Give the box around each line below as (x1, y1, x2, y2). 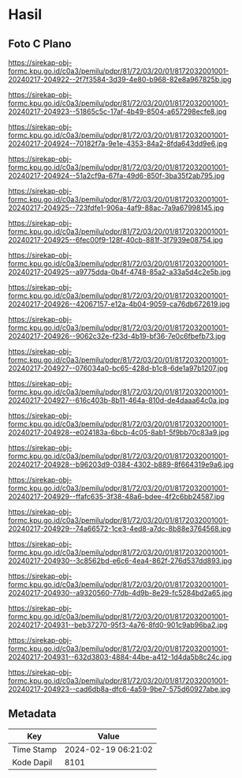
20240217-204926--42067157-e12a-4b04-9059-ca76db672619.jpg (8, 299, 230, 309)
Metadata (8, 707, 57, 720)
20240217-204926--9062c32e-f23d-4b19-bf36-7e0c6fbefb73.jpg (8, 332, 226, 340)
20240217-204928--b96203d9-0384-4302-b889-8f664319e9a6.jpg (8, 460, 234, 469)
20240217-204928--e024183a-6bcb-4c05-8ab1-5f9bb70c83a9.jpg (8, 428, 229, 437)
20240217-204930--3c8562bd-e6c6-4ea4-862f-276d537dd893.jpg (8, 556, 233, 566)
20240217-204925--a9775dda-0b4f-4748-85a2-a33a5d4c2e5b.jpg (8, 267, 231, 276)
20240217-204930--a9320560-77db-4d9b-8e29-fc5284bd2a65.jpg (8, 588, 233, 597)
